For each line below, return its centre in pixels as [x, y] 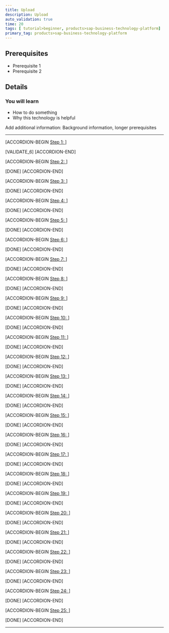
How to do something [35, 112]
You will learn [22, 101]
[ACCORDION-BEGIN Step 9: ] [36, 298]
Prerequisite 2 [27, 71]
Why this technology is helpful [44, 118]
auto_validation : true [29, 19]
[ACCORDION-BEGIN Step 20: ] [38, 513]
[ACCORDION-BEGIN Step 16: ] [37, 435]
